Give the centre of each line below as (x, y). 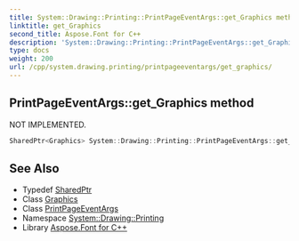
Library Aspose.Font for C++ (74, 228)
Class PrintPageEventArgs (70, 209)
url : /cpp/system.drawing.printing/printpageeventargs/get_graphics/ (141, 68)
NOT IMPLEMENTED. (48, 125)
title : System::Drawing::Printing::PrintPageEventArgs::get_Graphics (141, 17)
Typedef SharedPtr (57, 190)
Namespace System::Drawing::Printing (93, 218)
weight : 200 (31, 59)
